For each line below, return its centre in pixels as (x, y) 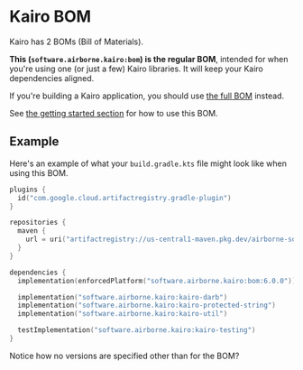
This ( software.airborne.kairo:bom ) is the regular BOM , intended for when (149, 59)
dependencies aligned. (52, 78)
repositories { (38, 223)
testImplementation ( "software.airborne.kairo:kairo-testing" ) (137, 330)
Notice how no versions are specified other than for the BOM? (124, 356)
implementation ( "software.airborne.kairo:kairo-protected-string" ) (147, 305)
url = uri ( (46, 240)
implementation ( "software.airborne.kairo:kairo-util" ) (123, 314)
